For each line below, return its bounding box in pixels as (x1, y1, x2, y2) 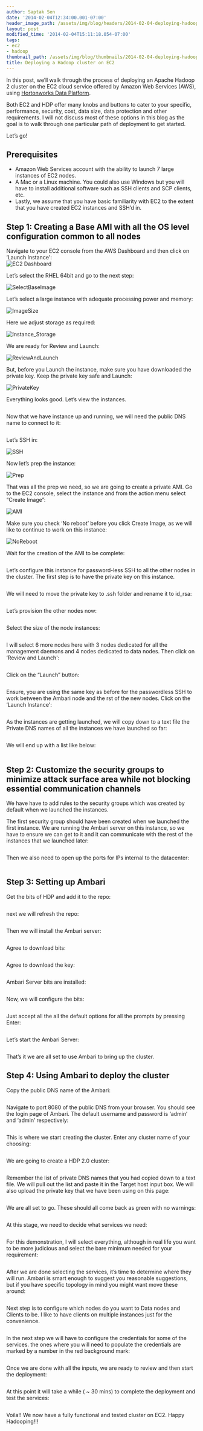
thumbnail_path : (6, 54, 47, 60)
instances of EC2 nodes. (14, 172, 77, 179)
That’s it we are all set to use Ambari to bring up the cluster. (6, 1053, 155, 1060)
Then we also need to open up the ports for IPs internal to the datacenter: (6, 854, 189, 861)
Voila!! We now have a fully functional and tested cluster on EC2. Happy (6, 1411, 185, 1418)
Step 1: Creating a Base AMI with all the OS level (6, 222, 190, 232)
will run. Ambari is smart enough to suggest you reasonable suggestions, (6, 1274, 188, 1282)
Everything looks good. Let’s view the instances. (6, 396, 127, 403)
